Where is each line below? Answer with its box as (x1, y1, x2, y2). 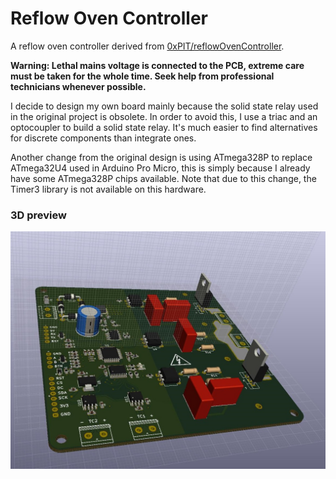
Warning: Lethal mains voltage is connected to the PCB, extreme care (10, 59, 305, 71)
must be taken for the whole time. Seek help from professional (10, 70, 275, 82)
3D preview (10, 208, 67, 222)
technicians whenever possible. (10, 80, 147, 92)
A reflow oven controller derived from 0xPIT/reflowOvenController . (10, 40, 285, 52)
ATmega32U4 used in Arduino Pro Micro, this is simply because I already (10, 162, 311, 174)
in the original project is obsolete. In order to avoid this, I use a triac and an (10, 110, 318, 122)
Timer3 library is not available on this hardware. (10, 183, 207, 195)
